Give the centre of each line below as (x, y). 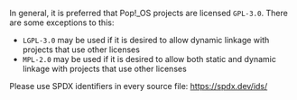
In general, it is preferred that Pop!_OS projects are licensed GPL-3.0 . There (149, 13)
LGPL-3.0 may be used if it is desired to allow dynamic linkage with (146, 40)
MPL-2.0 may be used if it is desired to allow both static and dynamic (149, 59)
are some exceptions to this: (62, 23)
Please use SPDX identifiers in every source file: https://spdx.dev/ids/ (139, 86)
